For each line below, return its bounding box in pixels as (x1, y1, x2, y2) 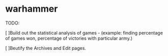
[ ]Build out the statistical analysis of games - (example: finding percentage (5, 30, 163, 36)
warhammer (5, 3, 58, 15)
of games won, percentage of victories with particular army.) (5, 35, 133, 41)
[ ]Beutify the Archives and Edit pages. (5, 45, 87, 51)
